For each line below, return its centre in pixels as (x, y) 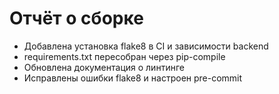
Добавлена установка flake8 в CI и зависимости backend (146, 46)
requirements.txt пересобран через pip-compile (124, 56)
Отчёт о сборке (76, 18)
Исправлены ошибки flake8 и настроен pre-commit (133, 78)
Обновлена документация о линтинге (104, 67)
